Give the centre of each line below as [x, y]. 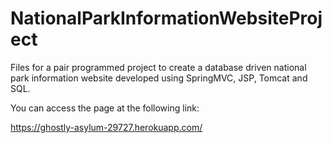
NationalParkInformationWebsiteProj [166, 18]
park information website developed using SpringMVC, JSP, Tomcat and [159, 78]
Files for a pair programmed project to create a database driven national [158, 67]
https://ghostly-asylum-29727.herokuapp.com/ [106, 127]
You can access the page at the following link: [105, 108]
